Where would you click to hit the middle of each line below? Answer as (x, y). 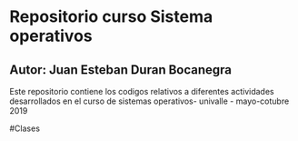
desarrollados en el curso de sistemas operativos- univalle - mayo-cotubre (149, 101)
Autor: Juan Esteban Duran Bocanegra (121, 70)
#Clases (25, 128)
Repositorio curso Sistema (111, 17)
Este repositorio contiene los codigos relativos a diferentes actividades (142, 91)
